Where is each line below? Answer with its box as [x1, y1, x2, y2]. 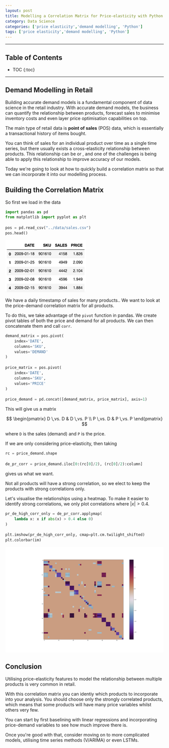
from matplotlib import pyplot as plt [5, 215, 87, 220]
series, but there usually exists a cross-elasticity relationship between [5, 145, 150, 151]
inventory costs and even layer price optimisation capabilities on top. [5, 115, 148, 121]
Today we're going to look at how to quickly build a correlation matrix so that [5, 166, 164, 172]
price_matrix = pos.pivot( [5, 365, 62, 370]
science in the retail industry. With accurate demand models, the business [5, 105, 158, 111]
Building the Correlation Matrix [5, 186, 104, 195]
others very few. [5, 707, 39, 713]
